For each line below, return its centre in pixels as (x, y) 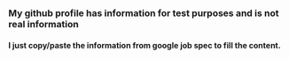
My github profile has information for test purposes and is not (144, 13)
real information (43, 24)
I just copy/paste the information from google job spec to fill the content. (144, 45)
